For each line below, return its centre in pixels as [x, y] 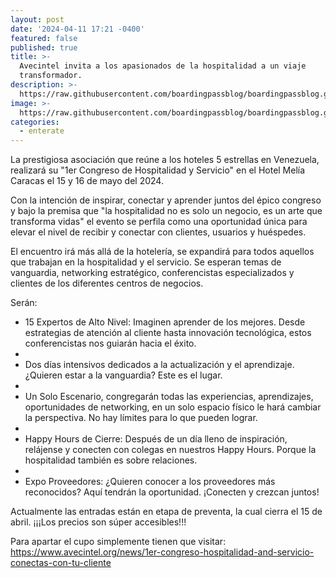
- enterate [42, 131]
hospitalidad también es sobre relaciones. [111, 460]
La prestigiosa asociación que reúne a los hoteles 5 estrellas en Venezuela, [165, 160]
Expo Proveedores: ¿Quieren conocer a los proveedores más [150, 482]
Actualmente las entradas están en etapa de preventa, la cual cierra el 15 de [166, 512]
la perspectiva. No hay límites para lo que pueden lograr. [141, 418]
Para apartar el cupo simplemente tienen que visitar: [118, 542]
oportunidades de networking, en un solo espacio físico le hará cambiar [173, 407]
